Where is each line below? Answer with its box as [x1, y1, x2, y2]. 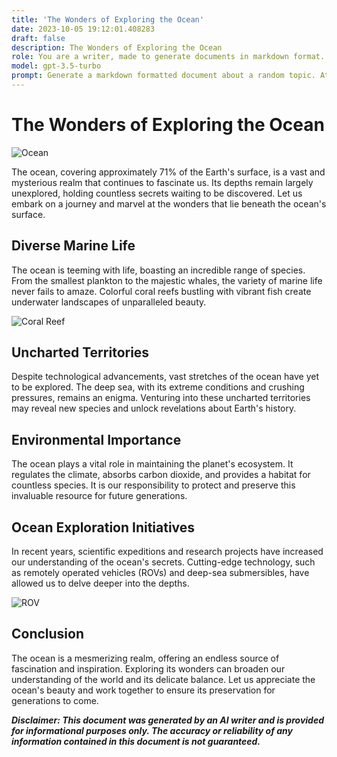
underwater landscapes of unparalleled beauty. [11, 296, 207, 308]
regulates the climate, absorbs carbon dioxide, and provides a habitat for [11, 469, 311, 481]
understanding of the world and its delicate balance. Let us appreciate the [11, 673, 316, 685]
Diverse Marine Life [11, 237, 136, 255]
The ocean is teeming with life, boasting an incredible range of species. [11, 264, 306, 276]
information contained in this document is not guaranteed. [11, 735, 261, 747]
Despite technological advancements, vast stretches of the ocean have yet [11, 371, 320, 383]
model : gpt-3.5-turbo [11, 61, 102, 71]
